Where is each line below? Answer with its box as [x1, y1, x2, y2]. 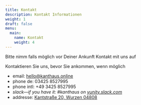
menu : [5, 26, 17, 31]
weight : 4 [14, 40, 35, 45]
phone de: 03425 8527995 [12, 78, 69, 84]
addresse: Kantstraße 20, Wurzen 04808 [12, 94, 97, 100]
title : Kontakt [5, 7, 37, 12]
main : [10, 30, 22, 35]
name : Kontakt [14, 35, 44, 40]
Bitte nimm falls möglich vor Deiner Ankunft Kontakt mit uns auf [5, 53, 136, 59]
